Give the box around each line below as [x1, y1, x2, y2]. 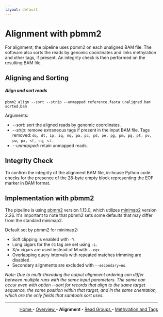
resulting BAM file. [5, 59, 42, 66]
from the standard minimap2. [5, 217, 63, 223]
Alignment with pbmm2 [5, 28, 102, 39]
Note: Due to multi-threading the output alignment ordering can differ [5, 271, 144, 278]
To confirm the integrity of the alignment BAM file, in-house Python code [5, 169, 151, 175]
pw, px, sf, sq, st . [12, 137, 53, 143]
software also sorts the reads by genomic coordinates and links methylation [5, 49, 157, 55]
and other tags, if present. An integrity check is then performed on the [5, 55, 146, 60]
